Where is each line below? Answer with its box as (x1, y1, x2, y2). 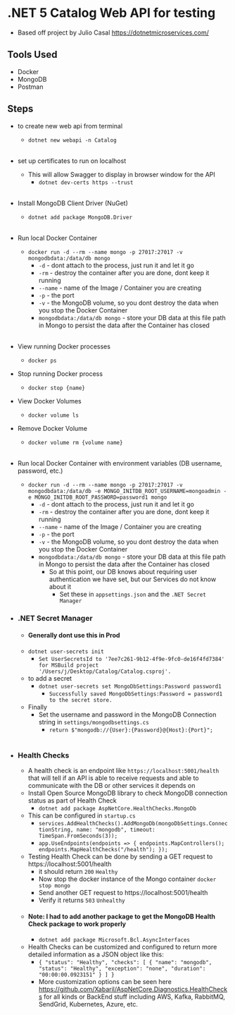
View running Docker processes (17, 342, 111, 351)
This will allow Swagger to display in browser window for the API (27, 170, 216, 178)
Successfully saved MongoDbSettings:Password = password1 (49, 690, 223, 698)
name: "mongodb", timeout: (76, 826, 156, 833)
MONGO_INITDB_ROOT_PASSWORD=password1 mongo (34, 494, 167, 501)
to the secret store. (49, 696, 113, 703)
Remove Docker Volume (17, 424, 88, 432)
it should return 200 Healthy (38, 867, 118, 875)
